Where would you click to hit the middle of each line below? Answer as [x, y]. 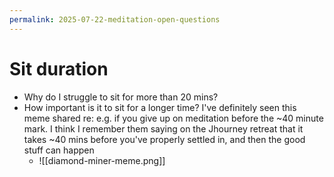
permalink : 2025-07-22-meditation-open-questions [115, 19]
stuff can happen [59, 150]
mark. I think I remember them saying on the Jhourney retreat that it [163, 128]
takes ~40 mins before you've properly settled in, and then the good [164, 139]
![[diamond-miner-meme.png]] [102, 160]
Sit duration [59, 68]
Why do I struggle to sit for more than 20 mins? [121, 97]
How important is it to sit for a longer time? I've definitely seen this [160, 107]
